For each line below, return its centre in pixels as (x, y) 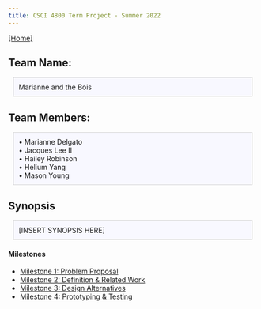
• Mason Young (44, 175)
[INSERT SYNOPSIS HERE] (62, 231)
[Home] (21, 38)
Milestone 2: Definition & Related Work (82, 280)
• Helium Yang (42, 168)
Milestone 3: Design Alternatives (73, 288)
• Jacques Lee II (45, 150)
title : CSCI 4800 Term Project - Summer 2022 (84, 15)
